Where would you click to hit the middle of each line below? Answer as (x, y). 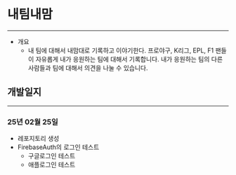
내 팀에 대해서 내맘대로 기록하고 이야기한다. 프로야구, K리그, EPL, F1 (121, 50)
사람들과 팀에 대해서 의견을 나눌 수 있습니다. (88, 68)
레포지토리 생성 (38, 139)
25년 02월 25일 (33, 122)
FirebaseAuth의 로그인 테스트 (58, 147)
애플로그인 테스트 (52, 164)
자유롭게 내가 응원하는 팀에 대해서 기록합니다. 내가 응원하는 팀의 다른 (129, 59)
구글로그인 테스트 (52, 156)
